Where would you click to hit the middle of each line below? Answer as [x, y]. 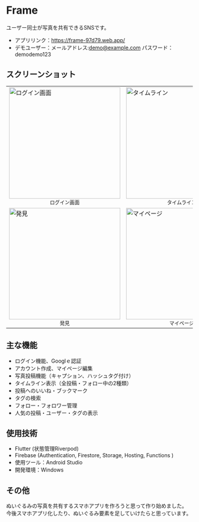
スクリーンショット [41, 75]
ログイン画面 [65, 202]
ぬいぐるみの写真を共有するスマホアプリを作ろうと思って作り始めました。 [97, 506]
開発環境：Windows [39, 470]
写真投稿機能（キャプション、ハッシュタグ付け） [74, 376]
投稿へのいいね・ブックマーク [51, 391]
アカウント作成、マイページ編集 [54, 368]
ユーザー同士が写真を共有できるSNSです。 [58, 27]
